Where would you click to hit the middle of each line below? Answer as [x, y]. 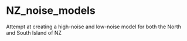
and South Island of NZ [34, 32]
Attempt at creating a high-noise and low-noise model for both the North [94, 27]
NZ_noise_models [51, 11]
